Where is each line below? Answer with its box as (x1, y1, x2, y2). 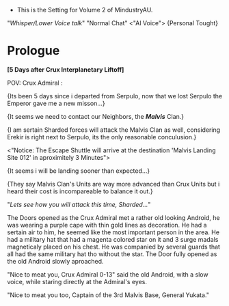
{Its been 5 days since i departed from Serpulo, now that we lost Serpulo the (7, 92, 223, 100)
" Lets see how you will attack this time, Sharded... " (7, 200, 151, 208)
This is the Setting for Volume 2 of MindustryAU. (16, 6, 153, 14)
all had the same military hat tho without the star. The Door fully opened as (7, 249, 217, 258)
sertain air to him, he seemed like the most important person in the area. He (7, 228, 220, 236)
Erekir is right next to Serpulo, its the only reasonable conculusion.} (7, 133, 197, 141)
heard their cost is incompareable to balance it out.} (7, 187, 153, 195)
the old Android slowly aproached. (7, 257, 104, 265)
